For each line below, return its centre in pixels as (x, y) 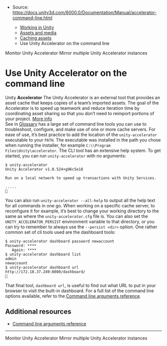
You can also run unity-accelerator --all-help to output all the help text (80, 200)
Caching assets (36, 38)
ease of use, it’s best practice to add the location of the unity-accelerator (81, 135)
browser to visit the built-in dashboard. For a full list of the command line (80, 291)
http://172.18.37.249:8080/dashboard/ (45, 272)
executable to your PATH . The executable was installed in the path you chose (83, 140)
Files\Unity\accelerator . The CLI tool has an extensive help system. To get (83, 150)
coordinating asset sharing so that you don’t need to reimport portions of (80, 113)
